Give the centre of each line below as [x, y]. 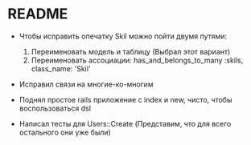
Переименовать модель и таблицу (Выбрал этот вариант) [131, 51]
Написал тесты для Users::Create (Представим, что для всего [125, 123]
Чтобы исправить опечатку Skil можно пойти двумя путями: [123, 36]
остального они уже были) [65, 132]
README [38, 14]
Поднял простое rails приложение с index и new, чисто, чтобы [125, 99]
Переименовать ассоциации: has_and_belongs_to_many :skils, [137, 60]
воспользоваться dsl [55, 108]
